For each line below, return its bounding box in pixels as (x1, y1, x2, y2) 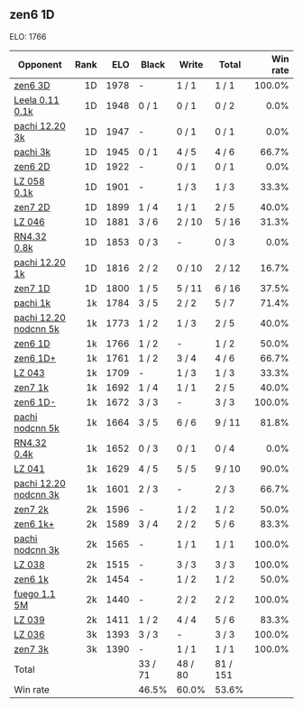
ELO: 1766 (9, 31, 47, 41)
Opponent (17, 58, 62, 70)
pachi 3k (14, 145, 51, 158)
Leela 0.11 (14, 94, 60, 106)
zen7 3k (14, 642, 50, 655)
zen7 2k (14, 502, 50, 515)
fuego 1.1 (14, 587, 56, 600)
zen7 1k (14, 381, 50, 393)
